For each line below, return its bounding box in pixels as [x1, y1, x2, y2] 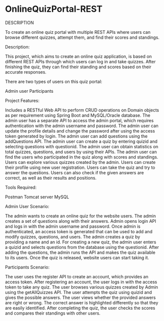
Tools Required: [5, 184, 37, 190]
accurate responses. [5, 69, 47, 75]
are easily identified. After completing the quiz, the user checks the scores [5, 305, 156, 311]
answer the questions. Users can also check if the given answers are [5, 169, 144, 175]
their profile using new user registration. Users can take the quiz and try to [5, 164, 156, 170]
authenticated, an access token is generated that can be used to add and [5, 228, 153, 234]
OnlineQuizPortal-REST [5, 3, 103, 15]
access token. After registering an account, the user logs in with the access [5, 279, 158, 285]
